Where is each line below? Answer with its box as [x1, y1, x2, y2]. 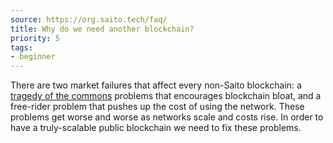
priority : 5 [10, 33, 60, 43]
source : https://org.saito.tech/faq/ [10, 14, 168, 25]
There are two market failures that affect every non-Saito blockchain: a [10, 79, 302, 91]
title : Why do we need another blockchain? [10, 24, 195, 34]
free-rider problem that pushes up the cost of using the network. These [10, 101, 305, 113]
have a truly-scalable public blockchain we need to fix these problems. [10, 122, 302, 134]
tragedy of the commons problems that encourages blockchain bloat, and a [10, 90, 322, 102]
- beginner [10, 52, 56, 62]
